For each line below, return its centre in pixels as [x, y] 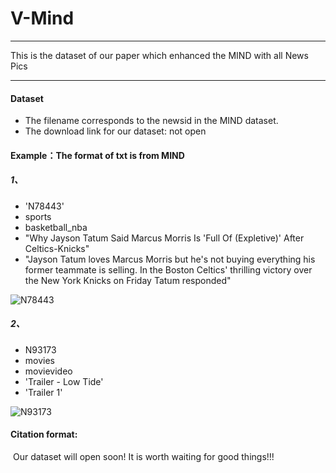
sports [38, 216]
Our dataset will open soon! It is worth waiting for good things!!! [143, 456]
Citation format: [44, 434]
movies [39, 360]
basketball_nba [56, 227]
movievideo [48, 371]
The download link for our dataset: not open [115, 131]
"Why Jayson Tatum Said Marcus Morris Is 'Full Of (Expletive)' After [164, 238]
